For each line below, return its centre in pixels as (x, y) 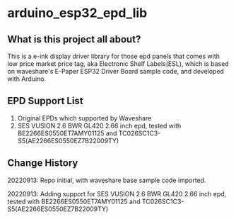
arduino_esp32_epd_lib (77, 13)
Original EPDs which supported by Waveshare (84, 118)
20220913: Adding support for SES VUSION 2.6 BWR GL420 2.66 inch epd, (117, 193)
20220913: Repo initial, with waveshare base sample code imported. (107, 180)
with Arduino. (27, 79)
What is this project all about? (74, 39)
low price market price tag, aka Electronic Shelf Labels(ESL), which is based (118, 64)
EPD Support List (45, 101)
